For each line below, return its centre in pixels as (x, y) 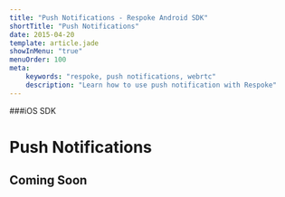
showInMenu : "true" (46, 52)
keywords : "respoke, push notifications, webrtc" (121, 77)
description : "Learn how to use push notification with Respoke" (152, 85)
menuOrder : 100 (38, 60)
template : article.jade (54, 43)
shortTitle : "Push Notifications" (75, 26)
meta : (19, 69)
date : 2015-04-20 (42, 34)
